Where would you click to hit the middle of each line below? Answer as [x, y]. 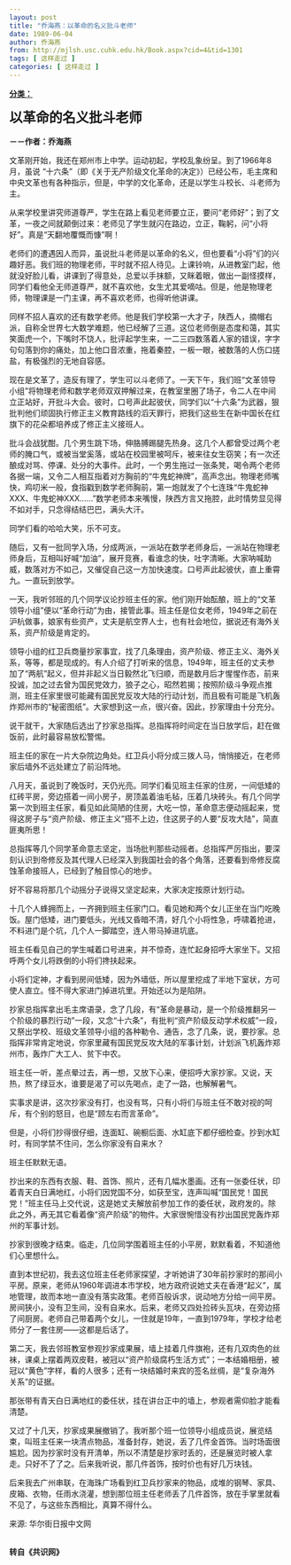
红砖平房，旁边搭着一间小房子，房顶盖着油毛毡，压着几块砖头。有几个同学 [145, 796]
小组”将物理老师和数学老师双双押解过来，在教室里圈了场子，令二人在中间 [143, 390]
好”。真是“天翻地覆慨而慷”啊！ [65, 234]
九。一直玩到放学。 [44, 580]
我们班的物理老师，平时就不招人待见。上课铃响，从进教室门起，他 [160, 264]
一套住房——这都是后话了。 [83, 1329]
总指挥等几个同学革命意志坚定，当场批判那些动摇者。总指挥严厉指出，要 [141, 849]
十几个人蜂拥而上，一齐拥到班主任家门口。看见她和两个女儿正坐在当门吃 [141, 908]
